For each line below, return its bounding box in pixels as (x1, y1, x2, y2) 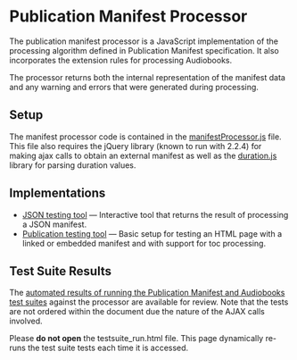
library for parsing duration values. (9, 159, 136, 171)
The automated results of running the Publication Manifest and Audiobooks (9, 288, 285, 298)
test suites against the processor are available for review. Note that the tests (9, 297, 289, 307)
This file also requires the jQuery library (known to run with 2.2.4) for (9, 140, 262, 151)
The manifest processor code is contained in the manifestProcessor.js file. (9, 131, 283, 142)
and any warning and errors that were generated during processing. (9, 81, 259, 92)
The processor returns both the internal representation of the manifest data (9, 71, 285, 82)
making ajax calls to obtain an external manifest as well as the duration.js (9, 150, 277, 161)
